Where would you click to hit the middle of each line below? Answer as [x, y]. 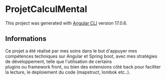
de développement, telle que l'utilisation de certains [58, 61]
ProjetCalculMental [46, 9]
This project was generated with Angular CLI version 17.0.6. [66, 23]
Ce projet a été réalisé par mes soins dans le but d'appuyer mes [71, 50]
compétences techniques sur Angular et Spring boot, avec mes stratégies [81, 56]
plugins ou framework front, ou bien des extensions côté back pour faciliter [83, 66]
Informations [26, 39]
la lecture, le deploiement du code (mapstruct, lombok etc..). [68, 72]
